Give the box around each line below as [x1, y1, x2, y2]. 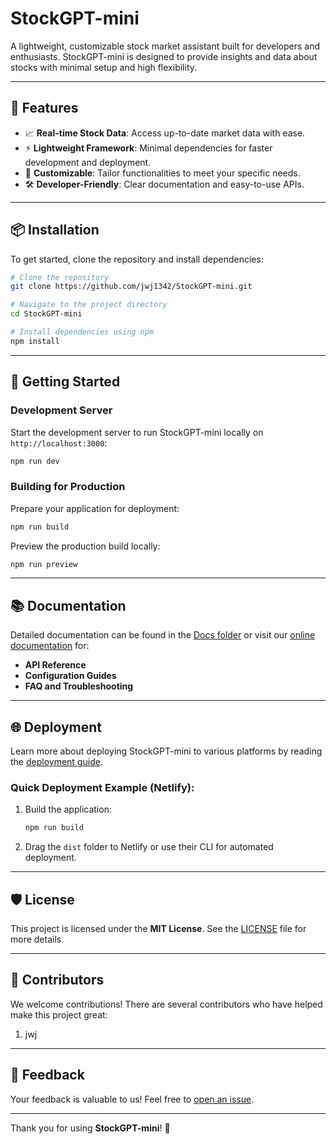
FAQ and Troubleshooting [24, 680, 134, 692]
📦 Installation [10, 222, 100, 239]
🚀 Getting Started [10, 373, 121, 391]
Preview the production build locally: [10, 540, 161, 552]
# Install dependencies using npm [10, 327, 155, 337]
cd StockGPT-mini [10, 309, 83, 319]
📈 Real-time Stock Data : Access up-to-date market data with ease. [24, 127, 306, 139]
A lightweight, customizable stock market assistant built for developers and [10, 40, 321, 52]
